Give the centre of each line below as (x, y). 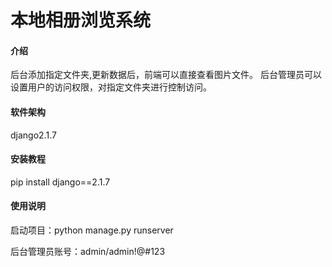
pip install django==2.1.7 (60, 182)
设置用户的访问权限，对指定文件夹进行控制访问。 (111, 87)
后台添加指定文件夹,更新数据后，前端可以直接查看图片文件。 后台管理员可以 (166, 75)
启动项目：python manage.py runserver (92, 230)
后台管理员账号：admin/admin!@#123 (88, 251)
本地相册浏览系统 (81, 20)
